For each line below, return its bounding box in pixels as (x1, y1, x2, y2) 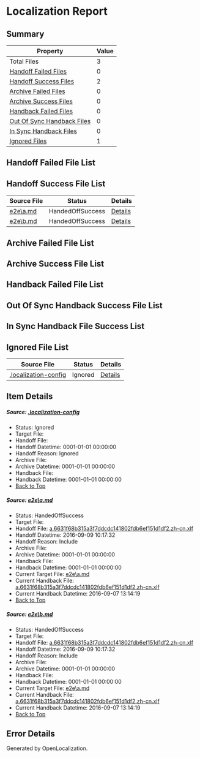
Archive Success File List (6, 259, 105, 269)
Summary (6, 29, 45, 39)
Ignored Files (9, 137, 47, 145)
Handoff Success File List (6, 178, 106, 189)
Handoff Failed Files (9, 67, 67, 75)
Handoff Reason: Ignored (15, 450, 79, 457)
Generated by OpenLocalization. (6, 745, 88, 752)
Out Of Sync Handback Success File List (6, 300, 163, 311)
